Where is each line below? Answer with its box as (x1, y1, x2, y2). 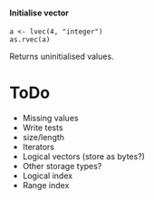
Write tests (22, 122, 63, 133)
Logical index (22, 170, 73, 181)
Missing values (22, 113, 79, 124)
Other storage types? (22, 161, 102, 172)
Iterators (22, 141, 54, 153)
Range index (22, 180, 70, 191)
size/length (22, 132, 65, 143)
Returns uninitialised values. (9, 51, 115, 62)
